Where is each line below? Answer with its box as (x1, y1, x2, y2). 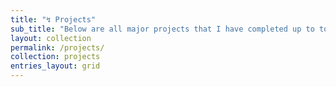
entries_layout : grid (10, 61, 101, 71)
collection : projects (10, 52, 101, 62)
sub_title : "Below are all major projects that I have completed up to (10, 24, 315, 34)
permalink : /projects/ (10, 42, 105, 53)
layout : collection (10, 33, 92, 43)
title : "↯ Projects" (10, 14, 97, 25)
